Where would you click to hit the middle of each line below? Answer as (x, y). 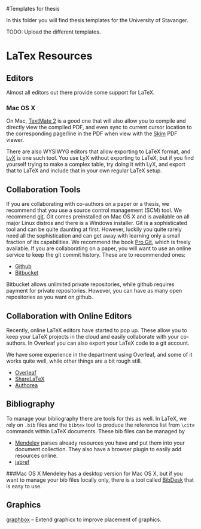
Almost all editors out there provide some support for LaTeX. (80, 92)
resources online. (36, 455)
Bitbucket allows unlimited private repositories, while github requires (90, 284)
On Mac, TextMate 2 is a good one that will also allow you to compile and (96, 121)
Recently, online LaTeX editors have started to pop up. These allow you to (97, 330)
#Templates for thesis (33, 9)
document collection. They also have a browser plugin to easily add (98, 449)
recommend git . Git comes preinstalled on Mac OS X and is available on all (98, 217)
